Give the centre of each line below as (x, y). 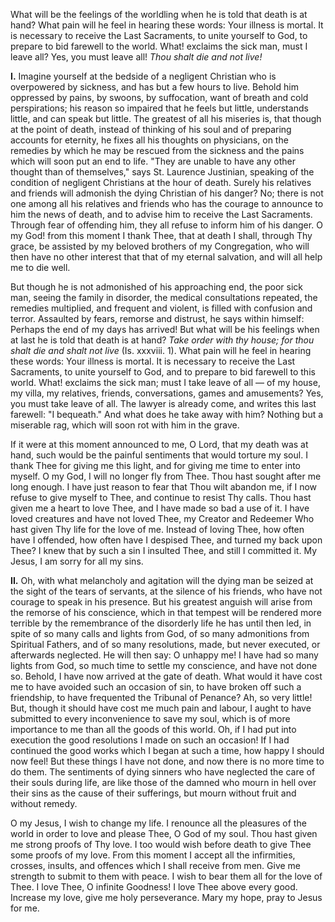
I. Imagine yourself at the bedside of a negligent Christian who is (143, 76)
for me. (25, 908)
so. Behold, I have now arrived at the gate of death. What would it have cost (166, 676)
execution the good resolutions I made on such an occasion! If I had (150, 740)
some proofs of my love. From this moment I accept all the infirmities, (153, 855)
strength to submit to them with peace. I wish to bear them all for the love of (166, 876)
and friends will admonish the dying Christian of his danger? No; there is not (167, 193)
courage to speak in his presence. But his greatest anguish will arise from (161, 602)
